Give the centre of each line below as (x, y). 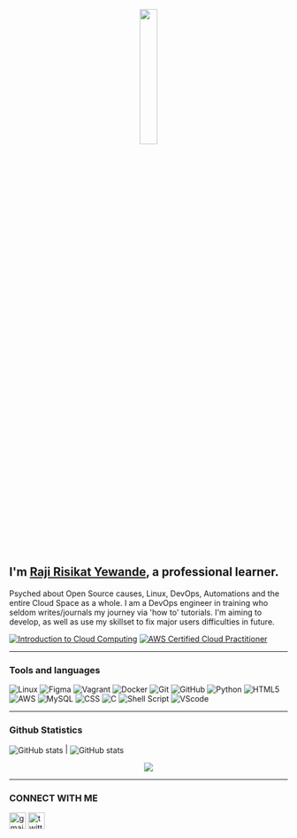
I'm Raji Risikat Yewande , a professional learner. (144, 572)
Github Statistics (46, 730)
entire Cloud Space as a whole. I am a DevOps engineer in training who (139, 602)
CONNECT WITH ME (54, 798)
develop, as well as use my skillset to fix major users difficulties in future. (142, 621)
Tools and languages (55, 670)
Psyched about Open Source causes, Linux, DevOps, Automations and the (145, 594)
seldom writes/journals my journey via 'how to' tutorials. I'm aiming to (136, 612)
